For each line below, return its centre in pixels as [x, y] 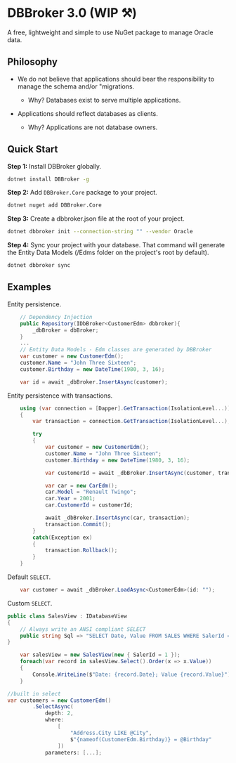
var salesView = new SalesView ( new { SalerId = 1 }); [100, 655]
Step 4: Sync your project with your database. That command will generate [116, 245]
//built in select [34, 693]
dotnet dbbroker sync [39, 266]
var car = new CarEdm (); [81, 485]
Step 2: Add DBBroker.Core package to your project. [83, 193]
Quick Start [33, 149]
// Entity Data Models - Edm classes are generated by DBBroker [116, 350]
